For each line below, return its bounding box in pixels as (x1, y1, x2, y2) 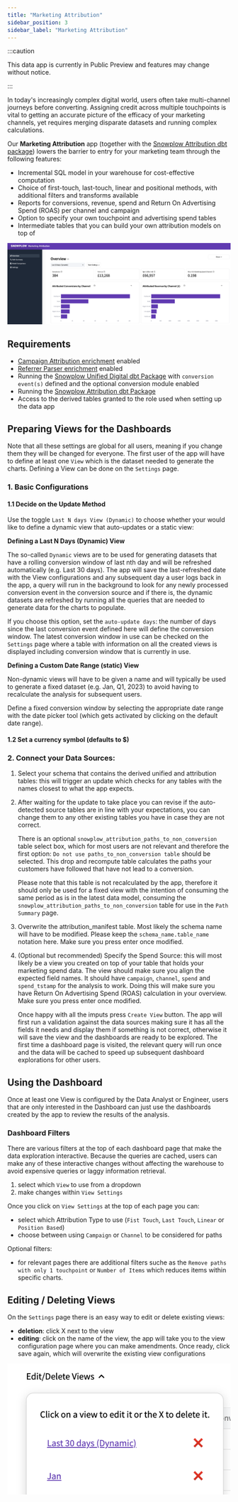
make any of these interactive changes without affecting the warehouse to (7, 1159, 225, 1168)
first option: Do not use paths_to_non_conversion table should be (17, 849, 211, 858)
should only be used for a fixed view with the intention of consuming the (17, 886, 229, 895)
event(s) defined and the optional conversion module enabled (17, 380, 200, 388)
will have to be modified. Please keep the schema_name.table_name (17, 930, 209, 938)
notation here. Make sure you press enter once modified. (17, 938, 184, 946)
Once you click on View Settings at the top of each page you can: (7, 1202, 200, 1211)
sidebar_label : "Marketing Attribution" (7, 26, 129, 33)
